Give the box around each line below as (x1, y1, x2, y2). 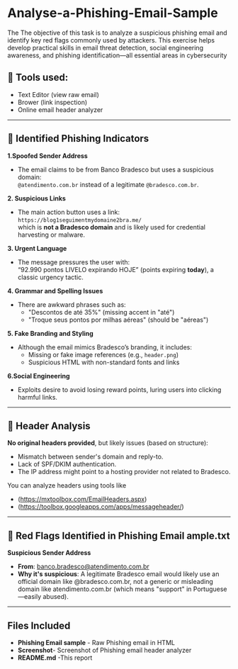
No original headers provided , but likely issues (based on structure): (7, 439, 209, 447)
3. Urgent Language (7, 244, 67, 252)
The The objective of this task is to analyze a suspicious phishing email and (7, 28, 228, 37)
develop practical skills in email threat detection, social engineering (7, 43, 204, 52)
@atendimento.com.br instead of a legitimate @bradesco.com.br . (17, 180, 200, 189)
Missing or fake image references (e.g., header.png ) (28, 350, 179, 359)
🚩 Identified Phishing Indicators (7, 133, 149, 145)
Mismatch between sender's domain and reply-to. (17, 452, 164, 461)
